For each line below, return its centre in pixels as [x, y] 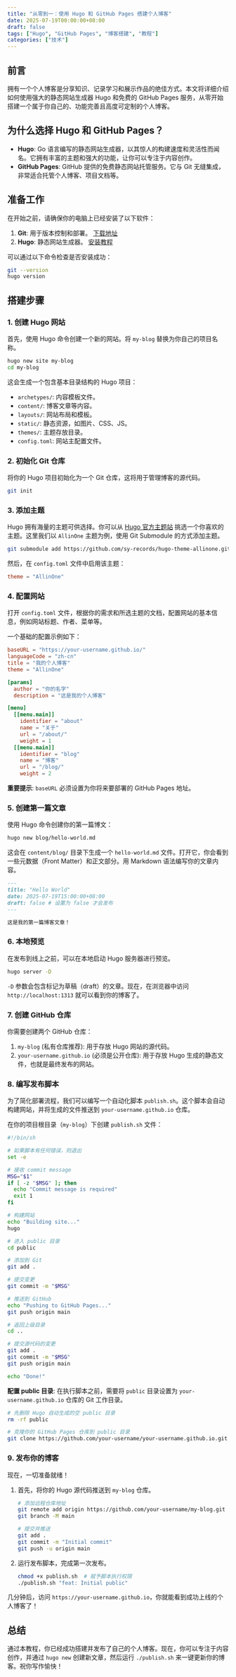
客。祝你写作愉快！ [35, 1666]
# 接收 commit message [39, 1170]
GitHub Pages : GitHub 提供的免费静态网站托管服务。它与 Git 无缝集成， [121, 166]
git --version [28, 270]
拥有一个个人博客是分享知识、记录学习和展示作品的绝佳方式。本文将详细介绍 [118, 88]
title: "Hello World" [39, 890]
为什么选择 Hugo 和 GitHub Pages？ [86, 131]
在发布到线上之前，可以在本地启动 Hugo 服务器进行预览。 [91, 958]
